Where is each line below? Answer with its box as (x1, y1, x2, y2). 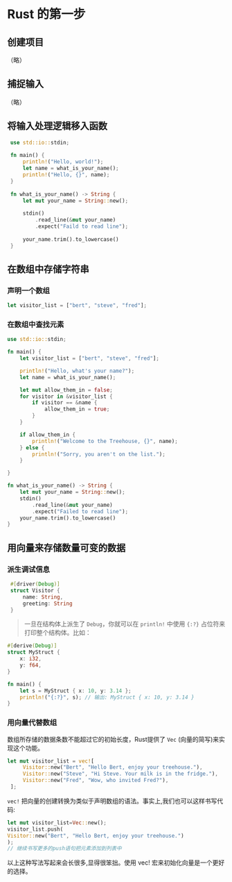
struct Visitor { (10, 587, 60, 594)
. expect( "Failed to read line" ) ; (32, 508, 129, 515)
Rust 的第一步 (7, 6, 86, 22)
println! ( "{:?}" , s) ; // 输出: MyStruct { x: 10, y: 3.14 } (19, 694, 195, 701)
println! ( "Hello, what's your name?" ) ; (19, 367, 135, 374)
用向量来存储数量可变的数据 (7, 542, 126, 554)
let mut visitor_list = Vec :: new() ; (7, 819, 107, 826)
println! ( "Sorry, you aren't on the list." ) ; (32, 451, 166, 458)
